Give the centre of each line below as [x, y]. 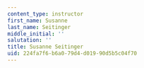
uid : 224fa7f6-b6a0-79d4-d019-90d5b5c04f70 [72, 54]
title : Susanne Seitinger [45, 47]
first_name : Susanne [38, 21]
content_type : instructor [45, 14]
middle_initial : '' [36, 34]
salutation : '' [30, 40]
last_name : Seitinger [39, 27]
